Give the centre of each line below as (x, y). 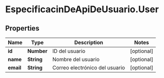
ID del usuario (69, 51)
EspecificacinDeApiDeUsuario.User (82, 9)
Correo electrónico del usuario (89, 68)
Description (89, 43)
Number (37, 51)
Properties (22, 28)
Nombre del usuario (76, 59)
